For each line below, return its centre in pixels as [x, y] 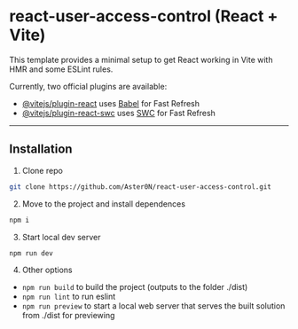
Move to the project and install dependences [104, 204]
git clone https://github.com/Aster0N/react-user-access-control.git [141, 187]
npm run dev [31, 253]
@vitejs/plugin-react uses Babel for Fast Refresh [111, 103]
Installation [41, 149]
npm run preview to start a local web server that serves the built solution [153, 306]
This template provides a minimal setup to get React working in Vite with [141, 59]
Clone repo [43, 170]
